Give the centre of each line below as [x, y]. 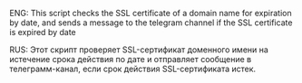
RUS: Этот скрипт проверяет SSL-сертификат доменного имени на [139, 50]
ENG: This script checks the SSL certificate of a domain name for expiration [151, 13]
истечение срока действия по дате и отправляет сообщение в [131, 59]
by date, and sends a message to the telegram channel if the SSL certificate [151, 23]
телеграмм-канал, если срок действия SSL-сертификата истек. [133, 69]
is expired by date [43, 32]
